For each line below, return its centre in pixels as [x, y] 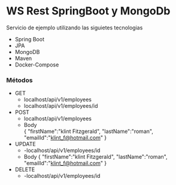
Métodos [19, 80]
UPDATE [25, 144]
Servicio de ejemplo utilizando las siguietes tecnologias [75, 28]
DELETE [25, 169]
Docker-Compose [37, 65]
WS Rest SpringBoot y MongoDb [88, 11]
